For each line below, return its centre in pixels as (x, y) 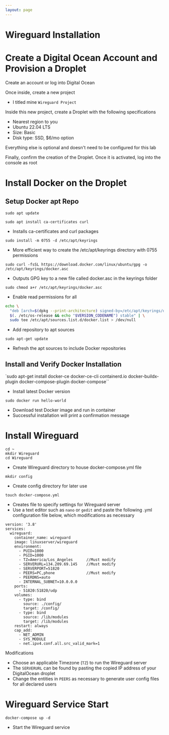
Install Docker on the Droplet (66, 183)
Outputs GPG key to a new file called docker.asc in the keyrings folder (85, 278)
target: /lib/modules (46, 622)
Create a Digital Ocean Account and (81, 58)
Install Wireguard (42, 436)
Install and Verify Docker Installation (63, 364)
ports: (21, 586)
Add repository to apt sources (43, 330)
